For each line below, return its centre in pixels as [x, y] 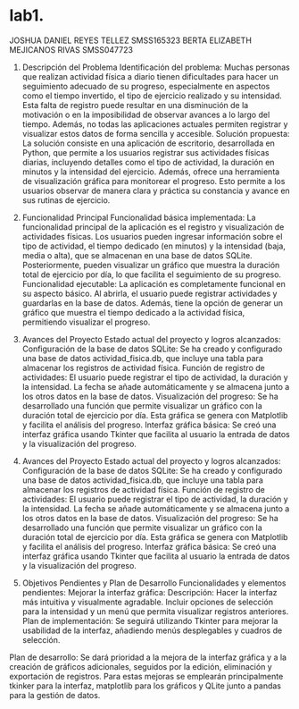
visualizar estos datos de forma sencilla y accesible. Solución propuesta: [156, 133]
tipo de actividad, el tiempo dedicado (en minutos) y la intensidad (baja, [154, 246]
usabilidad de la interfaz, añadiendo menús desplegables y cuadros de [152, 630]
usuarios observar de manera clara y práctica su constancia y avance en [156, 190]
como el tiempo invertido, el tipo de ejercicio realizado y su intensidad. [152, 96]
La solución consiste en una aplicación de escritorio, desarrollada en [148, 143]
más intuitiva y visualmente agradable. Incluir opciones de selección [148, 602]
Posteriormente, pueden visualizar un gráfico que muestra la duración [151, 265]
